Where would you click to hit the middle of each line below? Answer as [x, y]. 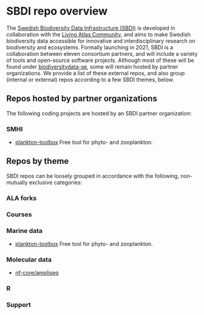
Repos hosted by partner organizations [82, 99]
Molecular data [29, 259]
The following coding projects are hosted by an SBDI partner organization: [99, 113]
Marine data [25, 231]
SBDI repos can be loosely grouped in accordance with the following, [93, 176]
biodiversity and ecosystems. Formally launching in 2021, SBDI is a [90, 47]
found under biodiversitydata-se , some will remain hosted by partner [92, 66]
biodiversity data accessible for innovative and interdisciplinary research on [101, 41]
